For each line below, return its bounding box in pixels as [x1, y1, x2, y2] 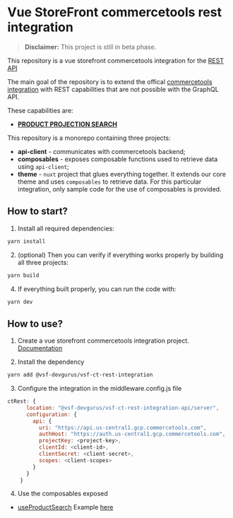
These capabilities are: [7, 106, 73, 114]
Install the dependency [17, 358, 85, 366]
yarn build [7, 271, 40, 279]
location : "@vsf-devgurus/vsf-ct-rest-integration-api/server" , [25, 404, 220, 411]
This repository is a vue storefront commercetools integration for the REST [7, 56, 225, 64]
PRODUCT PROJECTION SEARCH [17, 119, 118, 128]
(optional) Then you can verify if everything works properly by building [17, 250, 224, 259]
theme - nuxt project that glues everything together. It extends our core [17, 170, 226, 178]
